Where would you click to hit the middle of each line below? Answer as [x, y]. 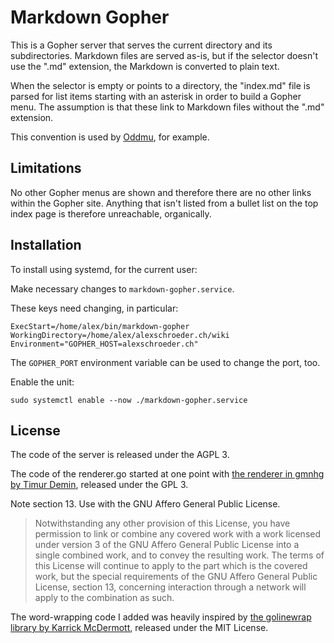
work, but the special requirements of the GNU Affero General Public [176, 577]
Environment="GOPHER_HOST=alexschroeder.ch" [104, 344]
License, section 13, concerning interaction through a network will [170, 587]
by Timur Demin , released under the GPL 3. [99, 485]
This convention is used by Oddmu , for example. [110, 137]
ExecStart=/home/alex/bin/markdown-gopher [100, 326]
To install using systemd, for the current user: [104, 269]
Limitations [46, 168]
